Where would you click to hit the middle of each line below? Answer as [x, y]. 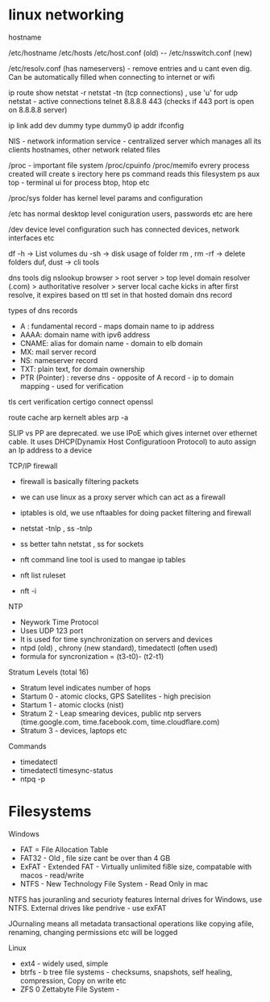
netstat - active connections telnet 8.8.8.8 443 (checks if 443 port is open [131, 101]
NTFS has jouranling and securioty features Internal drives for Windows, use [135, 899]
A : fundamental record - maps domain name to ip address [117, 326]
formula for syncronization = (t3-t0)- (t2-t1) [92, 656]
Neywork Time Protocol [59, 622]
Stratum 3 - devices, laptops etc [73, 730]
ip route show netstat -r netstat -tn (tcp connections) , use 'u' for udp [123, 92]
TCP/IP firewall [33, 466]
